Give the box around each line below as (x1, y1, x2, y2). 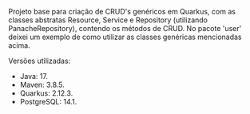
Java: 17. (19, 72, 48, 81)
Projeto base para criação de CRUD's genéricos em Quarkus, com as (8, 7, 236, 16)
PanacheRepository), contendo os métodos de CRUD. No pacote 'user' (8, 24, 242, 33)
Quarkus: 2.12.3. (19, 88, 73, 98)
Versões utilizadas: (8, 56, 71, 65)
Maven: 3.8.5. (19, 80, 65, 89)
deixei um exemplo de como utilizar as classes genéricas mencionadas (8, 32, 242, 41)
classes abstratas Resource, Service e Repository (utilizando (8, 15, 208, 25)
